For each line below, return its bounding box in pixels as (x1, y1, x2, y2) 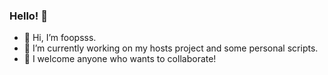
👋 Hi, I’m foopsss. (23, 32, 97, 44)
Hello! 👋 (9, 9, 49, 23)
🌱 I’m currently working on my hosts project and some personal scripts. (23, 42, 319, 54)
